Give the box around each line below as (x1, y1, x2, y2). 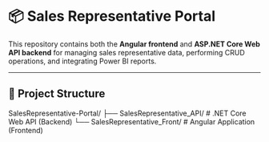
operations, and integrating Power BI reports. (8, 56, 157, 66)
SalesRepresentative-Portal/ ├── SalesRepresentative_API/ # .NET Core (8, 108, 247, 118)
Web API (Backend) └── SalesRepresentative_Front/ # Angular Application (8, 116, 255, 126)
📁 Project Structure (8, 87, 106, 101)
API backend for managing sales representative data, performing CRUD (8, 47, 246, 57)
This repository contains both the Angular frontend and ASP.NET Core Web (8, 39, 260, 49)
